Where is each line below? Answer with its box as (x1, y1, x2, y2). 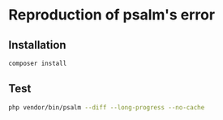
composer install (8, 59, 67, 67)
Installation (8, 38, 66, 52)
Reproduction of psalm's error (8, 6, 216, 24)
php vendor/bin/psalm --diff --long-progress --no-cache (8, 103, 205, 111)
